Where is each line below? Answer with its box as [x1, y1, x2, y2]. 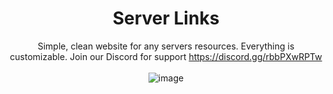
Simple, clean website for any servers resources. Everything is [37, 40, 295, 52]
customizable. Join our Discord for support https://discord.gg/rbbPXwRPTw [9, 50, 323, 62]
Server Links [112, 7, 220, 30]
